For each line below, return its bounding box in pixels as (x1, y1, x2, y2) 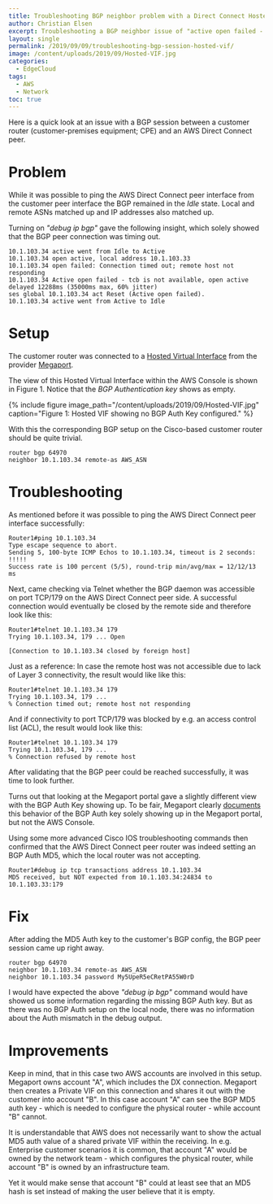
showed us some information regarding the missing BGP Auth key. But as (8, 996, 253, 1006)
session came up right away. (8, 943, 104, 953)
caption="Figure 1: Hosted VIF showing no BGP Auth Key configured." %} (8, 408, 253, 419)
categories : (8, 58, 49, 66)
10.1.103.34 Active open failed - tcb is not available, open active (8, 276, 249, 285)
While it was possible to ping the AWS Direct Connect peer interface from (8, 190, 254, 200)
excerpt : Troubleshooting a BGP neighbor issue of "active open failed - (8, 27, 264, 35)
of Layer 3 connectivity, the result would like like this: (8, 670, 186, 680)
